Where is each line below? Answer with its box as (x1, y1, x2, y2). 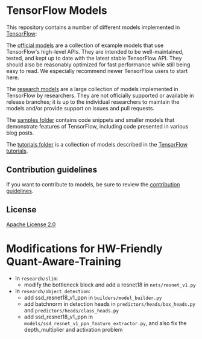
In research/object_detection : (14, 287, 90, 294)
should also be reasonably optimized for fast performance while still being (6, 61, 191, 68)
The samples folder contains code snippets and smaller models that (6, 116, 175, 124)
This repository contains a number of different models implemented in (6, 24, 180, 31)
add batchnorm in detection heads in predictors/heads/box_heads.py (24, 300, 196, 308)
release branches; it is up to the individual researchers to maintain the (6, 98, 180, 106)
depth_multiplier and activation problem (24, 326, 123, 333)
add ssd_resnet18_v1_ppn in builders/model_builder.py (24, 294, 162, 301)
